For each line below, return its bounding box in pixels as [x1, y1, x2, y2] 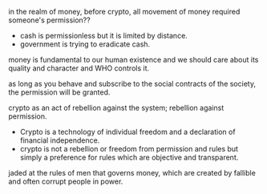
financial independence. [19, 135, 100, 145]
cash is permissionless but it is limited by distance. [19, 31, 188, 40]
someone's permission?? [8, 15, 91, 25]
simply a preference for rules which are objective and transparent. [19, 152, 239, 162]
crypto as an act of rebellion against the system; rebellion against [8, 103, 225, 112]
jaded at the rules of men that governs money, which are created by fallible [8, 168, 257, 177]
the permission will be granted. [8, 87, 111, 97]
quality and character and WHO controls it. [8, 63, 150, 73]
